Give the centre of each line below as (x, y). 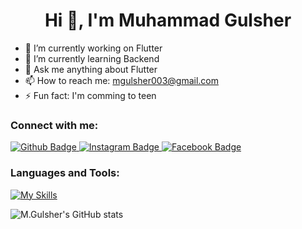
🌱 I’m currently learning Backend (92, 58)
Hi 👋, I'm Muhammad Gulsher (168, 20)
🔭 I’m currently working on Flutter (93, 48)
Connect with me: (54, 125)
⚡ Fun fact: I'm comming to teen (90, 95)
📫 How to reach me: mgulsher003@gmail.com (121, 80)
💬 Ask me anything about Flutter (91, 69)
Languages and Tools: (65, 173)
